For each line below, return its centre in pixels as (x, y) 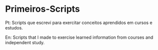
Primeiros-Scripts (43, 9)
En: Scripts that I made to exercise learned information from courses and (79, 37)
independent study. (25, 42)
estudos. (14, 27)
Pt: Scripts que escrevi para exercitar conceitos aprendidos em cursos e (79, 23)
